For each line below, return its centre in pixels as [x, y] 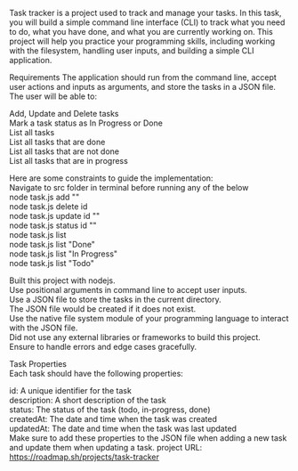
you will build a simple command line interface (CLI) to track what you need [147, 22]
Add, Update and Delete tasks [64, 114]
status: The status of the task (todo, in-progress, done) [110, 410]
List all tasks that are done [57, 142]
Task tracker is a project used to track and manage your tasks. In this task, [145, 13]
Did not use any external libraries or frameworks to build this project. [135, 337]
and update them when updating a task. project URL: [106, 447]
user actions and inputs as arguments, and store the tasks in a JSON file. [142, 87]
